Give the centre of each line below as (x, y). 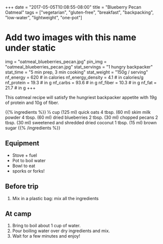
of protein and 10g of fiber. (32, 103)
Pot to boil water (29, 160)
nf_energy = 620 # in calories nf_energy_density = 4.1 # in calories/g (74, 77)
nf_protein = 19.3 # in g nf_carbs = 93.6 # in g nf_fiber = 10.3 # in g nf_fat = (81, 82)
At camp (18, 214)
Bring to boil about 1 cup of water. (46, 226)
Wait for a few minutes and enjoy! (46, 236)
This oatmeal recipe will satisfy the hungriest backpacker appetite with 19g (81, 97)
